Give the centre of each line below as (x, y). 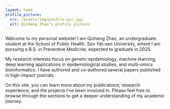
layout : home (19, 10)
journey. (14, 101)
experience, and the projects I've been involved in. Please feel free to (78, 90)
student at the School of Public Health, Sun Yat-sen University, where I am (83, 44)
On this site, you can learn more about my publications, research (73, 85)
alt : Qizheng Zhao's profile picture (50, 24)
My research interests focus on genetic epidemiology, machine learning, (81, 59)
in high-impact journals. (30, 75)
